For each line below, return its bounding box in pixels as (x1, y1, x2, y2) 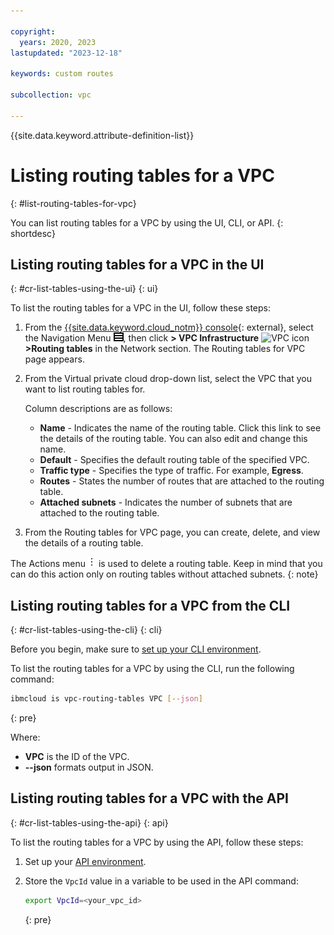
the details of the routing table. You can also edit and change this (39, 433, 308, 445)
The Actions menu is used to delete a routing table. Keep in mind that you (10, 558, 323, 570)
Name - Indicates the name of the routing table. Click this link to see (39, 422, 322, 434)
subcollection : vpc (10, 90, 92, 100)
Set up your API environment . (24, 855, 147, 867)
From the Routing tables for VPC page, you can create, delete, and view (24, 526, 321, 539)
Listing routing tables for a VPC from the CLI (10, 597, 291, 614)
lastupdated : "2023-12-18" (10, 48, 123, 58)
